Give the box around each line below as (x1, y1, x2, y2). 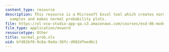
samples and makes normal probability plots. (10, 16, 107, 21)
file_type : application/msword (5, 26, 71, 31)
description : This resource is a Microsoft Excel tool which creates (5, 12, 154, 17)
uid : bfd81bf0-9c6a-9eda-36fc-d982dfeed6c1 (5, 40, 98, 45)
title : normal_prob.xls (5, 35, 55, 40)
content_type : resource (5, 7, 55, 12)
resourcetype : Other (5, 30, 49, 35)
